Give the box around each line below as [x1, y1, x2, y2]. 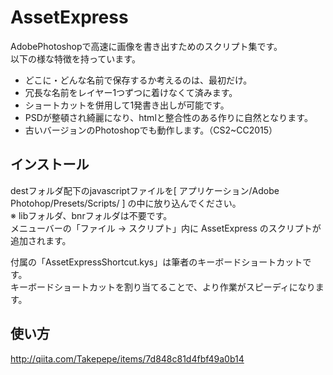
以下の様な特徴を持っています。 [10, 52, 141, 65]
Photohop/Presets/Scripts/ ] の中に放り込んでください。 [10, 197, 242, 209]
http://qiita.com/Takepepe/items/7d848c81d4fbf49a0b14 [10, 352, 245, 365]
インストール [10, 156, 90, 173]
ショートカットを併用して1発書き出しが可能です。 [24, 99, 230, 111]
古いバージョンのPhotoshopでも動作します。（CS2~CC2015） [24, 124, 278, 136]
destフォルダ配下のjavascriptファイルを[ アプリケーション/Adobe [10, 184, 280, 196]
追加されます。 [10, 234, 72, 246]
